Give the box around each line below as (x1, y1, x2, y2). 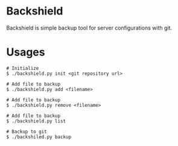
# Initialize (6, 65, 39, 71)
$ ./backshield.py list (6, 118, 66, 124)
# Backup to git (6, 129, 47, 135)
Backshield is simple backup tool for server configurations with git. (6, 24, 173, 31)
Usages (6, 45, 45, 59)
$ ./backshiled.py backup (6, 134, 71, 140)
